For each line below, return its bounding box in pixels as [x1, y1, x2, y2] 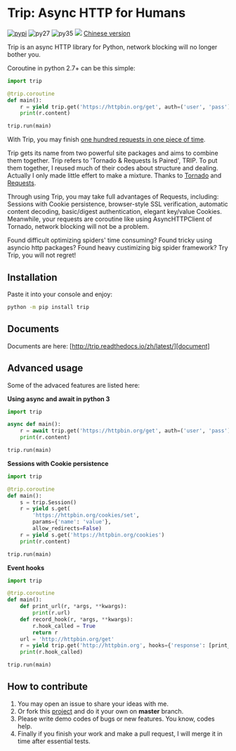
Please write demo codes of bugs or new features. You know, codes [17, 714, 216, 723]
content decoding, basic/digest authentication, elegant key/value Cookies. [7, 208, 223, 216]
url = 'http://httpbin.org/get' [20, 636, 114, 643]
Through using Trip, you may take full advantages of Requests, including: [7, 192, 219, 201]
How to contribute [7, 681, 88, 693]
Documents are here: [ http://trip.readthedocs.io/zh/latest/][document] [7, 341, 210, 350]
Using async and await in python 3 [7, 394, 110, 403]
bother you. [7, 50, 41, 58]
